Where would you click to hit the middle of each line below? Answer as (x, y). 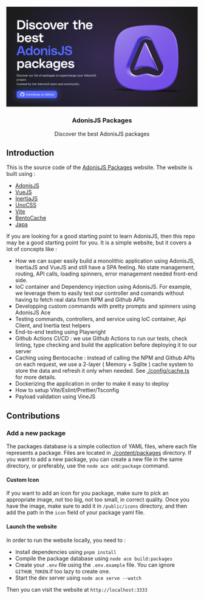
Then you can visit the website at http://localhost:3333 (77, 589)
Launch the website (32, 526)
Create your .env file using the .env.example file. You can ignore (95, 565)
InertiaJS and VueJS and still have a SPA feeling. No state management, (105, 268)
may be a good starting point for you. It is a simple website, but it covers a (99, 243)
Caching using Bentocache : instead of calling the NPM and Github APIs (105, 358)
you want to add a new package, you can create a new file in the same (95, 459)
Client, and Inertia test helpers (53, 325)
